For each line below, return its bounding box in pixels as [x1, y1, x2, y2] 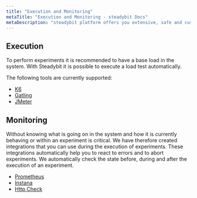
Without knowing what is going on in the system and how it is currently [6, 131, 177, 138]
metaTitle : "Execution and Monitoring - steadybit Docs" [6, 14, 148, 20]
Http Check [14, 186, 43, 192]
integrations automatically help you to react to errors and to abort [6, 149, 164, 156]
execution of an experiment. [6, 162, 74, 169]
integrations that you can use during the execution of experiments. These [6, 143, 184, 150]
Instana [14, 179, 33, 186]
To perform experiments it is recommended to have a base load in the [6, 57, 175, 64]
